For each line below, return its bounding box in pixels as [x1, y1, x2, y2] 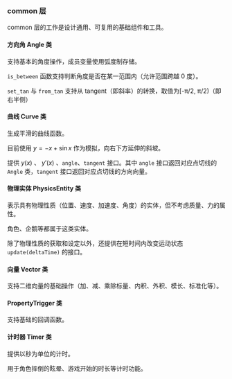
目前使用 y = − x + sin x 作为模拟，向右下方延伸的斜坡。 [7, 143, 165, 152]
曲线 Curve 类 [7, 112, 47, 121]
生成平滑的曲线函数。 [7, 129, 68, 137]
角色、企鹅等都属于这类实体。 [7, 224, 92, 233]
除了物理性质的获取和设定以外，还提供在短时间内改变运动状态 [7, 239, 184, 247]
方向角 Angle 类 [7, 40, 52, 49]
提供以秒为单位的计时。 [7, 349, 74, 358]
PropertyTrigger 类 [7, 299, 62, 307]
